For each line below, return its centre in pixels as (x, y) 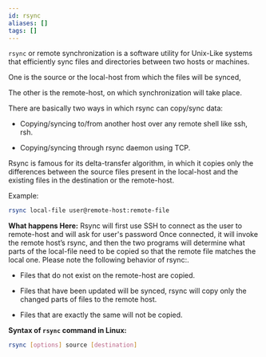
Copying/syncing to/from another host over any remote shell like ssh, (133, 124)
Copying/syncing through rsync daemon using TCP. (105, 148)
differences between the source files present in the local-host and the (123, 172)
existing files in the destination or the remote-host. (91, 180)
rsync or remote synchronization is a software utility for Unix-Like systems (131, 54)
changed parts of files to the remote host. (88, 299)
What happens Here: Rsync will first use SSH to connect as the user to (125, 226)
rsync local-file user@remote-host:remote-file (89, 211)
